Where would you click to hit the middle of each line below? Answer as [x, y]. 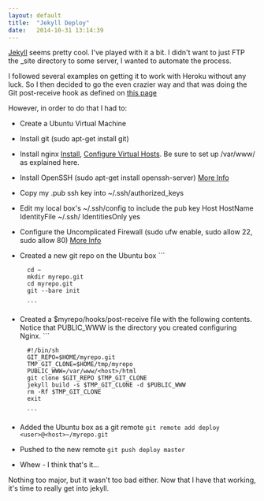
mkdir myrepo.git [56, 277]
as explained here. [50, 163]
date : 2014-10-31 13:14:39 [56, 30]
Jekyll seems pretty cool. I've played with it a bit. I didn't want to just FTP [127, 53]
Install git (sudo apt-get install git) [74, 139]
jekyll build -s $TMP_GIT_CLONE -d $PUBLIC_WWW [107, 385]
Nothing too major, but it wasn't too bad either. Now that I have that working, [132, 480]
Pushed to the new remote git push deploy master [102, 450]
